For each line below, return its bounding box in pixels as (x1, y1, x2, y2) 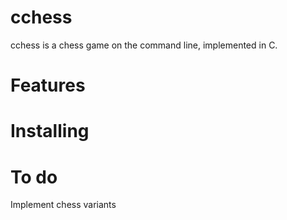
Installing (10, 120, 90, 143)
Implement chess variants (10, 199, 117, 211)
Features (10, 74, 86, 97)
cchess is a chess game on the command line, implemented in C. (10, 39, 278, 51)
